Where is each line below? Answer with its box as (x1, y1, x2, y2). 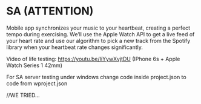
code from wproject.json (6, 80, 68, 87)
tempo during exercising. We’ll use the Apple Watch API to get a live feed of (6, 30, 195, 37)
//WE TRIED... (6, 91, 41, 99)
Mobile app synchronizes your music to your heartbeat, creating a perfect (6, 24, 191, 31)
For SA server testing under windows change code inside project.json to (6, 73, 186, 80)
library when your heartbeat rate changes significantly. (6, 44, 143, 51)
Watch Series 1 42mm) (6, 62, 62, 69)
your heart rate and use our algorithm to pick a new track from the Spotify (6, 37, 191, 44)
